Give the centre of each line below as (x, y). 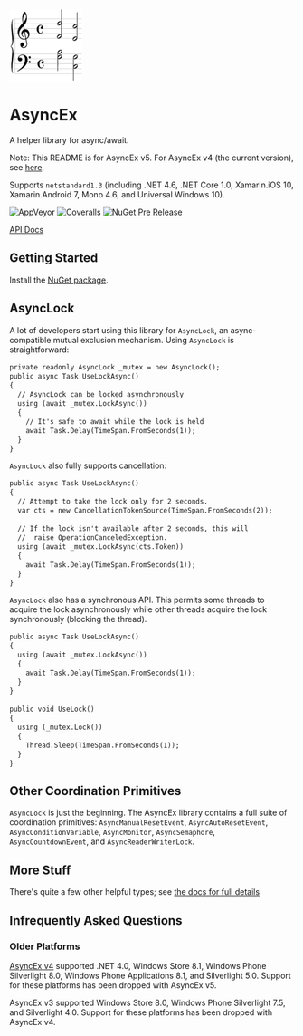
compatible (30, 340)
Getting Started (54, 258)
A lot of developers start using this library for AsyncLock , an (119, 330)
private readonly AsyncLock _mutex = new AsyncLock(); (115, 367)
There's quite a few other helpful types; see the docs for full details (135, 892)
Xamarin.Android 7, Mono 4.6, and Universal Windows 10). (117, 194)
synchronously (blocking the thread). (78, 619)
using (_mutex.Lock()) (60, 727)
